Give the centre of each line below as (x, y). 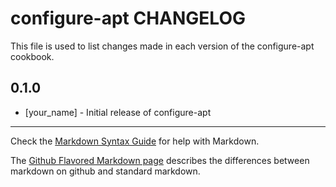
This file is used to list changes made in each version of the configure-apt (162, 46)
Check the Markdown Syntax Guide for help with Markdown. (135, 141)
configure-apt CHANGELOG (128, 18)
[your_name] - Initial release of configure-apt (118, 112)
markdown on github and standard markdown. (105, 171)
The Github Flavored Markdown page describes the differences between (160, 160)
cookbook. (32, 56)
